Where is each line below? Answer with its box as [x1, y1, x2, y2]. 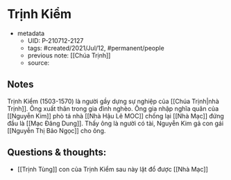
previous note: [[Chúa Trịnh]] [27, 51, 111, 60]
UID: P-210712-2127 [27, 36, 84, 44]
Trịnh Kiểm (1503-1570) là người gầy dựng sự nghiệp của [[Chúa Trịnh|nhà [7, 97, 220, 105]
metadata [17, 29, 45, 37]
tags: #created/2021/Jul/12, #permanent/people [27, 44, 164, 52]
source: [27, 58, 50, 66]
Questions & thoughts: [7, 147, 107, 159]
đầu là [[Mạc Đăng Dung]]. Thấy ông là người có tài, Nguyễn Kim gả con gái [7, 119, 224, 127]
